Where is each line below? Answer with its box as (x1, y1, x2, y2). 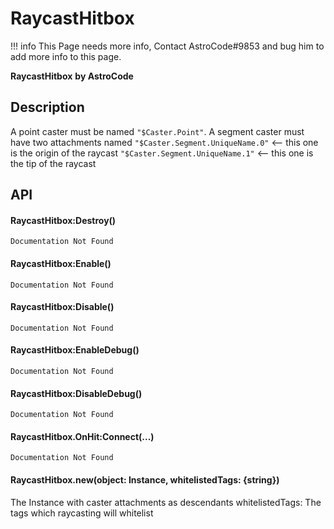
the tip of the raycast (10, 157, 97, 169)
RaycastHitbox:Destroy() (10, 214, 117, 226)
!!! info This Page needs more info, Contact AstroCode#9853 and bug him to (10, 40, 325, 52)
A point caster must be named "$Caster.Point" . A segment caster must (10, 125, 305, 137)
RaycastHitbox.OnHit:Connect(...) (10, 430, 155, 442)
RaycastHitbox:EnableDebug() (10, 344, 140, 356)
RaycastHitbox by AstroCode (10, 70, 134, 82)
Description (10, 99, 85, 116)
